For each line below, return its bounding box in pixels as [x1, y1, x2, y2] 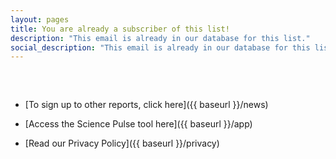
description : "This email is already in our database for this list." [10, 33, 311, 43]
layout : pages [10, 14, 70, 25]
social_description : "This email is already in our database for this [10, 42, 311, 53]
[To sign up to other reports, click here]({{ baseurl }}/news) [24, 99, 269, 111]
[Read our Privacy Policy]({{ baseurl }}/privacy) [24, 137, 220, 150]
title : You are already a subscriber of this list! [10, 24, 230, 34]
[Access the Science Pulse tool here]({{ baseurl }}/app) [24, 118, 253, 130]
